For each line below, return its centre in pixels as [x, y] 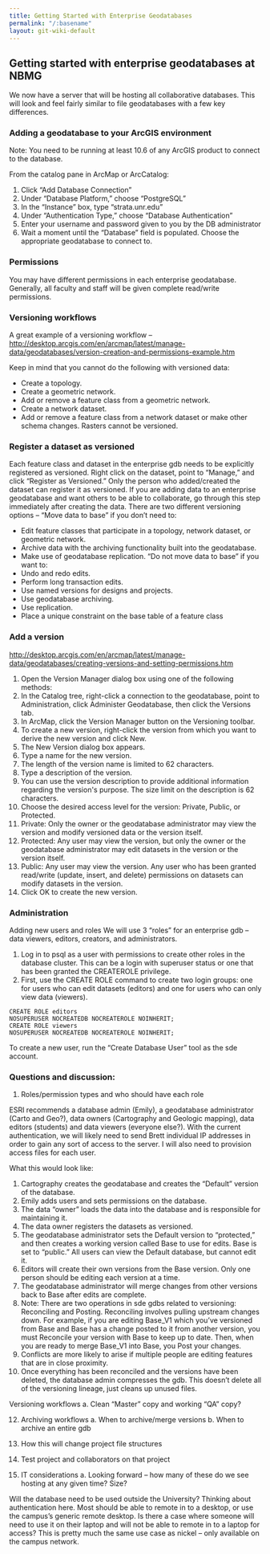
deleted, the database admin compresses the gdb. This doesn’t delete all [141, 1380]
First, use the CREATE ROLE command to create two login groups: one [137, 980]
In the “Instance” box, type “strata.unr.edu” [92, 207]
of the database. [48, 1193]
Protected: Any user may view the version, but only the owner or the [133, 841]
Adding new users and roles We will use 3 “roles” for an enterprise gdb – [129, 930]
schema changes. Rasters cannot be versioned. [99, 426]
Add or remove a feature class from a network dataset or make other [134, 418]
